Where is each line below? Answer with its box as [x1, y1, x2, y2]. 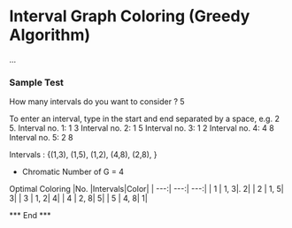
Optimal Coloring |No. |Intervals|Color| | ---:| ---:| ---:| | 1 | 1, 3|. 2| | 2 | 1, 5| [9, 184, 285, 194]
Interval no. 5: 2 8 [9, 133, 73, 143]
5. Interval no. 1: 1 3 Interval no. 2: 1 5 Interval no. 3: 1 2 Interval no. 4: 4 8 [9, 123, 274, 133]
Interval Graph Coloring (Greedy [9, 6, 250, 27]
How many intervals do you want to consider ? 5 [9, 96, 185, 107]
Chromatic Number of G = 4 [21, 166, 124, 178]
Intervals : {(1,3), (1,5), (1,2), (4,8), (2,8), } [9, 149, 158, 160]
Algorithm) [9, 25, 91, 45]
